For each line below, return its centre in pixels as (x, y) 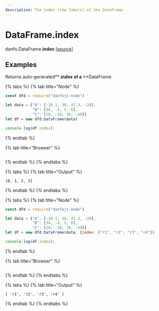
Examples (21, 64)
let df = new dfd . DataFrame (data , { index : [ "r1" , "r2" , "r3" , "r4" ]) (80, 233)
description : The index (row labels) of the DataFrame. (65, 10)
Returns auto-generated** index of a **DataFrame (59, 77)
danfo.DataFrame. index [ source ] (39, 49)
